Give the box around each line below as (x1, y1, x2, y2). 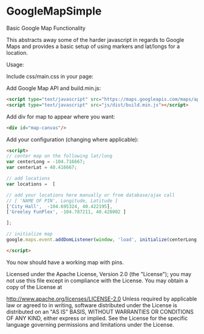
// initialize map (6, 231, 53, 237)
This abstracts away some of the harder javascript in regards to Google (6, 36, 185, 43)
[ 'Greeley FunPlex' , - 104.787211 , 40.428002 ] (6, 209, 126, 215)
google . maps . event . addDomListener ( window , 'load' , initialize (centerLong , (6, 237, 200, 243)
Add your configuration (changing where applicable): (6, 136, 139, 143)
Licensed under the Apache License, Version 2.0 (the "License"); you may (6, 270, 192, 277)
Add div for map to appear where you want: (6, 113, 115, 120)
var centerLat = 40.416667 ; (6, 164, 78, 171)
